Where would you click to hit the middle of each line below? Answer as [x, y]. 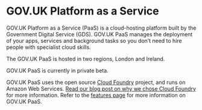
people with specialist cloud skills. [49, 47]
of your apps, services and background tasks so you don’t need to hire [94, 40]
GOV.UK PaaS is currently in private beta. [57, 70]
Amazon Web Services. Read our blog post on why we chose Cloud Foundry [101, 88]
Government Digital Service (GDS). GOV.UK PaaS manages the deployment [99, 34]
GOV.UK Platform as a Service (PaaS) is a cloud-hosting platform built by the [101, 28]
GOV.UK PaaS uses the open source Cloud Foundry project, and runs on [96, 82]
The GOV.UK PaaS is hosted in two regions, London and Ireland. [86, 59]
